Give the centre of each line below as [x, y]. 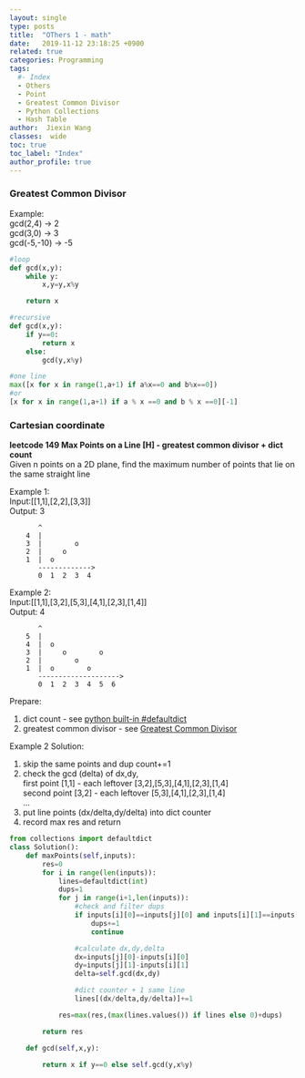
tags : [20, 69]
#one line [28, 376]
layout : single [38, 18]
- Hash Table [42, 119]
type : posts [32, 26]
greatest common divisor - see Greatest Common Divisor [130, 729]
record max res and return [71, 822]
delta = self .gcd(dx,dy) [117, 974]
